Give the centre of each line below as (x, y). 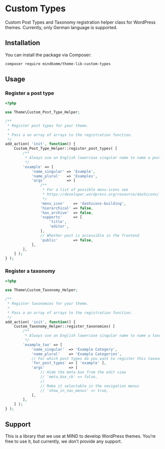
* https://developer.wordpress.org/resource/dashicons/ (101, 194)
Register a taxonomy (30, 271)
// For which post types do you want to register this (89, 358)
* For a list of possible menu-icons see (85, 190)
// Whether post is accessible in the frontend (90, 235)
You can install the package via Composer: (48, 55)
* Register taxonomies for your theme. (48, 304)
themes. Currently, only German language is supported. (61, 27)
